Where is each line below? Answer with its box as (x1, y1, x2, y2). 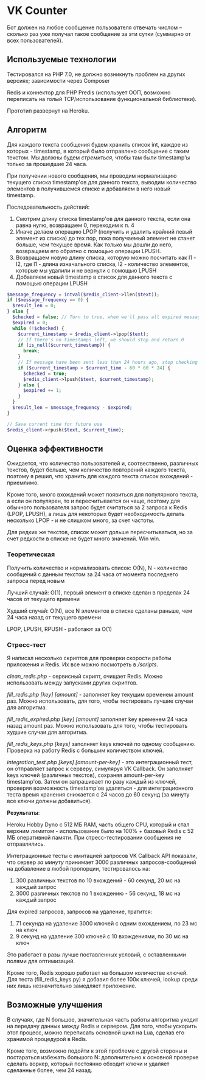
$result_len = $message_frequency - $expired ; (12, 405, 133, 411)
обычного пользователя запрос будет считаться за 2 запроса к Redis (7, 504, 187, 511)
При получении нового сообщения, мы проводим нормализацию (7, 172, 177, 179)
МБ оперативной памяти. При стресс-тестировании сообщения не (7, 834, 181, 841)
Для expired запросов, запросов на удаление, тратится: (7, 908, 153, 915)
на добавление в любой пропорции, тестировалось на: (7, 865, 151, 872)
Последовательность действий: (7, 203, 90, 211)
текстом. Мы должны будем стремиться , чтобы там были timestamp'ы (7, 153, 190, 161)
